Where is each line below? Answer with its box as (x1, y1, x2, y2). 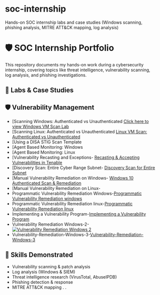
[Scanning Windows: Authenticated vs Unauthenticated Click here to (12, 119, 149, 124)
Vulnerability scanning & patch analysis (12, 264, 90, 269)
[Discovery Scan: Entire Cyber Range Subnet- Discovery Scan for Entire (12, 165, 156, 171)
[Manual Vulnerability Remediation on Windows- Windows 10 (12, 175, 134, 181)
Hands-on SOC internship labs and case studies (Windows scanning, (5, 19, 143, 25)
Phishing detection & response (12, 279, 73, 285)
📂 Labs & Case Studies (5, 86, 74, 94)
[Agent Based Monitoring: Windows (12, 144, 83, 150)
